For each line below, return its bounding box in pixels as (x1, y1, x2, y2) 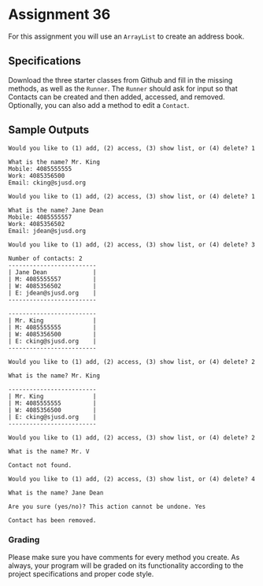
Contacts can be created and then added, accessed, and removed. (8, 92, 226, 102)
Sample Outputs (8, 124, 90, 137)
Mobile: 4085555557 (8, 213, 72, 221)
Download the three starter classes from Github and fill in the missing (8, 75, 233, 84)
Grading (8, 534, 40, 545)
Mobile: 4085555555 (8, 165, 72, 172)
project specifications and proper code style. (8, 569, 154, 578)
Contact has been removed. (8, 516, 97, 525)
